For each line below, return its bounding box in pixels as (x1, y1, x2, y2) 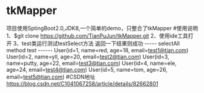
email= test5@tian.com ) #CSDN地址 (6, 73, 96, 80)
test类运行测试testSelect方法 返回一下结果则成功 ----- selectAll (21, 40, 180, 47)
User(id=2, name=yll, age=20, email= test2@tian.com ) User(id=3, (6, 53, 169, 60)
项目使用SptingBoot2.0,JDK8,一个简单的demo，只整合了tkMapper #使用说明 (6, 24, 199, 32)
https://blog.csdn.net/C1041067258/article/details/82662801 (6, 80, 158, 87)
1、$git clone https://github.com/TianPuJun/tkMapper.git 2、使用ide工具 (6, 32, 189, 40)
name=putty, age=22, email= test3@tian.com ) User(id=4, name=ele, (6, 59, 177, 67)
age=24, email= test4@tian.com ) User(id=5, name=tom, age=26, (6, 66, 167, 73)
